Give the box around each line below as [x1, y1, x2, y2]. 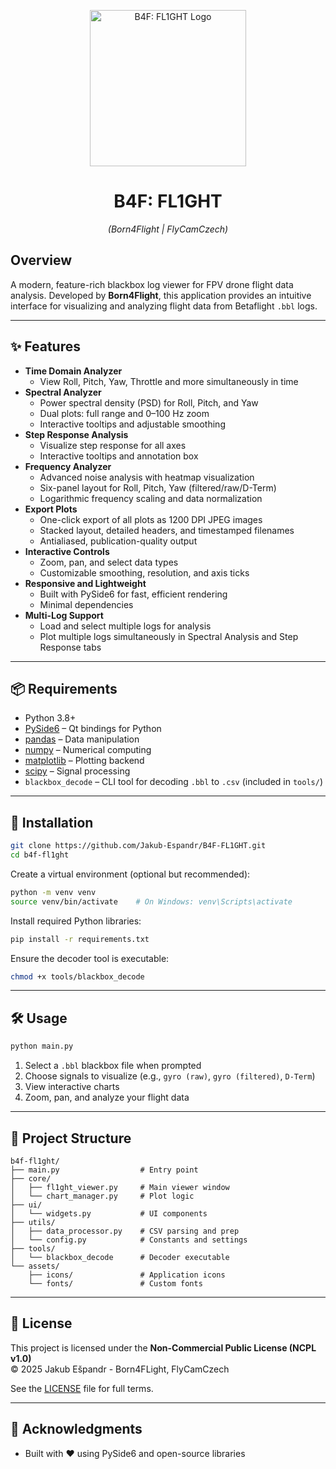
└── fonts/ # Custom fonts [28, 1278, 203, 1289]
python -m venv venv [10, 887, 97, 897]
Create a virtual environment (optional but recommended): [10, 868, 251, 880]
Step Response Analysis [24, 428, 129, 440]
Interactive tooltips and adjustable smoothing [39, 418, 226, 430]
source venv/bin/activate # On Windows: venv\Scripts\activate [10, 896, 293, 907]
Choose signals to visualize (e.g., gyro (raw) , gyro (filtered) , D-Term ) [24, 1070, 316, 1082]
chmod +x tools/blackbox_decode [10, 971, 145, 982]
